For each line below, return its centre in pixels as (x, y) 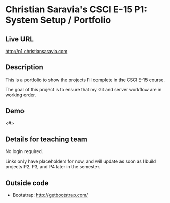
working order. (21, 95)
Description (24, 67)
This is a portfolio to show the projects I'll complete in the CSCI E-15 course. (85, 80)
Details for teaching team (46, 139)
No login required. (24, 151)
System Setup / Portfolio (58, 20)
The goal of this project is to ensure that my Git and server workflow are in (83, 89)
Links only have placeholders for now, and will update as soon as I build (81, 161)
